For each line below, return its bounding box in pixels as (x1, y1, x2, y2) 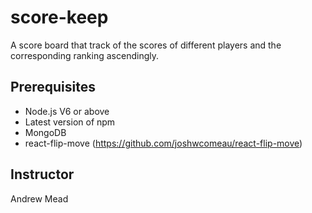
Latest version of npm (24, 116, 116, 128)
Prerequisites (10, 79, 96, 96)
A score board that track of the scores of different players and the (10, 39, 282, 51)
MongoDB (24, 126, 67, 138)
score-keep (10, 6, 109, 29)
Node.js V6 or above (24, 105, 110, 117)
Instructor (10, 166, 75, 183)
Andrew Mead (10, 192, 69, 205)
